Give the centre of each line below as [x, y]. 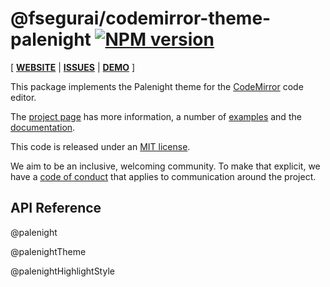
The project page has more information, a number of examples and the [156, 116]
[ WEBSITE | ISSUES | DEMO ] [73, 67]
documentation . [43, 127]
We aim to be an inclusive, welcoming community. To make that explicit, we [165, 166]
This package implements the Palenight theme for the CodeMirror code [157, 86]
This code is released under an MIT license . [100, 146]
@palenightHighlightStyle [62, 271]
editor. [23, 97]
